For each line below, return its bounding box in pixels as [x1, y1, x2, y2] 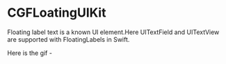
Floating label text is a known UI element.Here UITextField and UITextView [7, 28, 220, 36]
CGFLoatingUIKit [7, 5, 106, 21]
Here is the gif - [7, 49, 52, 57]
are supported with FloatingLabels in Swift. [7, 35, 130, 43]
